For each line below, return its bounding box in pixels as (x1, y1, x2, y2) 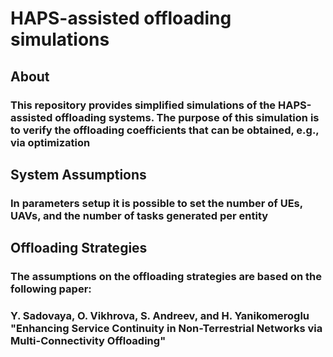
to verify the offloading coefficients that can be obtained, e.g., (10, 123, 320, 137)
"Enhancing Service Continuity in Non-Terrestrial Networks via (10, 322, 323, 336)
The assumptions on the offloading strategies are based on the (10, 270, 322, 284)
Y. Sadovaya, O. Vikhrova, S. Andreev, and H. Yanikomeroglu (10, 309, 310, 323)
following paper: (10, 282, 92, 296)
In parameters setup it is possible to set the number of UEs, (10, 196, 303, 210)
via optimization (10, 135, 91, 149)
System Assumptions (10, 166, 147, 183)
